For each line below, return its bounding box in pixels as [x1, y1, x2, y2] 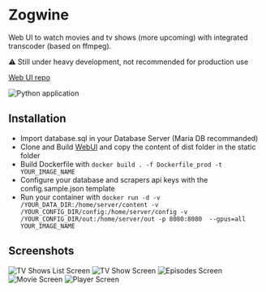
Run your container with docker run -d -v [19, 192, 161, 202]
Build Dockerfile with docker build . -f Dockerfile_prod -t [19, 159, 223, 169]
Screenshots [8, 244, 75, 258]
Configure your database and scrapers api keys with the [19, 174, 208, 184]
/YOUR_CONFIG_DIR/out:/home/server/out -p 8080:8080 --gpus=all [19, 215, 246, 223]
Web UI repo [8, 72, 51, 82]
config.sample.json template [19, 183, 116, 193]
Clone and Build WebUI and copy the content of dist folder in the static [19, 142, 256, 152]
